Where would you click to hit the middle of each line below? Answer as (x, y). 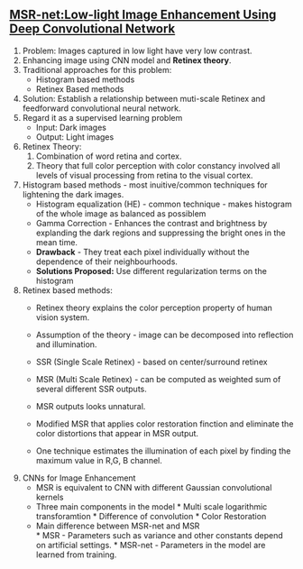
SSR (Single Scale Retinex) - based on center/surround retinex (151, 362)
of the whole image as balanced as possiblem (121, 213)
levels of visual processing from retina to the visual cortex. (144, 175)
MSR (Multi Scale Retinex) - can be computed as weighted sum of (158, 379)
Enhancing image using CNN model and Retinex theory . (127, 60)
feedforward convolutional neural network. (102, 108)
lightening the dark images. (73, 194)
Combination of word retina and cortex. (109, 156)
